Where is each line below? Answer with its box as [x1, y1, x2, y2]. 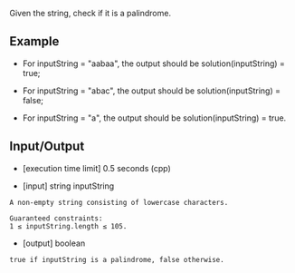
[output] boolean [22, 238, 86, 249]
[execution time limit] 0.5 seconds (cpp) [22, 162, 172, 173]
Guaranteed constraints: [9, 213, 103, 223]
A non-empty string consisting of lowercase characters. [9, 198, 229, 207]
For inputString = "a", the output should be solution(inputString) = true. [22, 112, 287, 123]
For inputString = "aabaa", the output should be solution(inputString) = [22, 58, 285, 69]
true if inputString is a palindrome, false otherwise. [9, 255, 224, 264]
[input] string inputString [22, 180, 115, 191]
